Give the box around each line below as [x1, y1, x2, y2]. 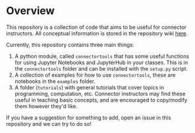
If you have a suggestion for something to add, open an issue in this [6, 114, 171, 121]
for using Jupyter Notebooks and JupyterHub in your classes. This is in [14, 59, 188, 66]
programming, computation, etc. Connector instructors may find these [14, 90, 186, 97]
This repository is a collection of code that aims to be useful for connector [6, 24, 187, 31]
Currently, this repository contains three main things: [6, 41, 134, 48]
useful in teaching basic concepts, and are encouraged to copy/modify [14, 96, 187, 104]
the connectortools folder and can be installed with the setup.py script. [14, 65, 188, 72]
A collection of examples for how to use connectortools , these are [14, 71, 176, 78]
